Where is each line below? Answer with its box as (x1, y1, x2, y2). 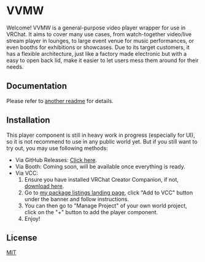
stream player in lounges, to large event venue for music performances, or (6, 37, 195, 44)
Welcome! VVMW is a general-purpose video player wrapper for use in (6, 24, 186, 31)
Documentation (6, 81, 68, 91)
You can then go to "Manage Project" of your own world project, (24, 202, 187, 209)
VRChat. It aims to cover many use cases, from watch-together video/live (6, 30, 192, 37)
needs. (6, 63, 24, 71)
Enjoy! (24, 215, 41, 222)
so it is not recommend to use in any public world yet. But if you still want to (6, 137, 198, 145)
